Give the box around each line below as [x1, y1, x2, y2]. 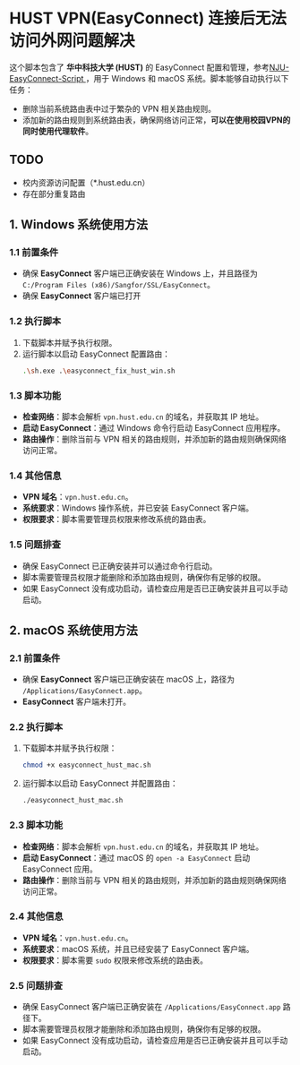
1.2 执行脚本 [9, 315, 62, 328]
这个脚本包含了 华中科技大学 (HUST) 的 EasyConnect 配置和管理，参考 [9, 62, 270, 73]
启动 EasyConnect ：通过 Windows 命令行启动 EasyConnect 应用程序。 [21, 422, 286, 433]
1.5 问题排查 [9, 538, 61, 551]
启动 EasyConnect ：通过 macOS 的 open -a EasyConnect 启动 [21, 852, 251, 863]
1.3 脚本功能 [9, 389, 62, 401]
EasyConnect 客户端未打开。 [21, 696, 132, 708]
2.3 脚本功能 [9, 819, 64, 831]
